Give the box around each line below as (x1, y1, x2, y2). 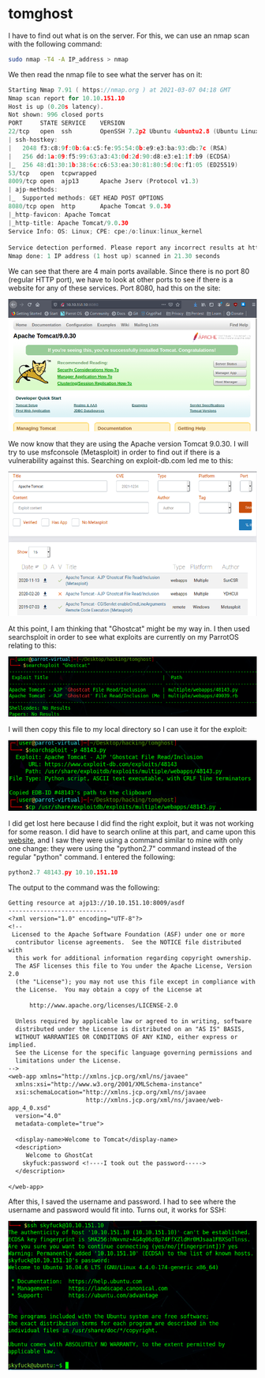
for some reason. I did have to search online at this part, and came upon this (8, 827, 256, 836)
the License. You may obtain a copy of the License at (15, 985, 203, 994)
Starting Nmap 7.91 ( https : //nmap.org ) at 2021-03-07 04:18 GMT (8, 86, 231, 94)
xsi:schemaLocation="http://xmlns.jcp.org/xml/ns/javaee (15, 1088, 207, 1096)
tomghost (8, 5, 73, 23)
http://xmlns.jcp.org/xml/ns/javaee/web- (85, 1096, 224, 1104)
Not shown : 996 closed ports (8, 111, 104, 119)
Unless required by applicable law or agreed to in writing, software (15, 1017, 252, 1025)
